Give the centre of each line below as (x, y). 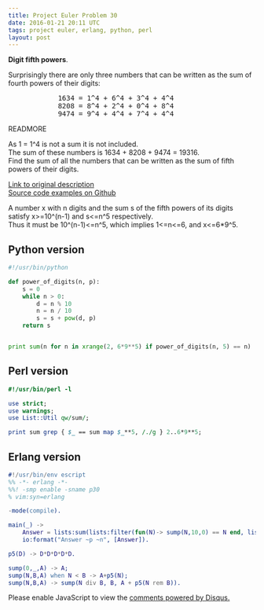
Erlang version (44, 457)
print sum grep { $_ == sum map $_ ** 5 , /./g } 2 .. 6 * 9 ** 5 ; (105, 432)
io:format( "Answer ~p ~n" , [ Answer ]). (86, 540)
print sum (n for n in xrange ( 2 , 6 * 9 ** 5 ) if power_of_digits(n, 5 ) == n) (130, 347)
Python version (46, 250)
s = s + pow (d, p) (66, 318)
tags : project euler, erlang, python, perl (81, 30)
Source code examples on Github (62, 193)
